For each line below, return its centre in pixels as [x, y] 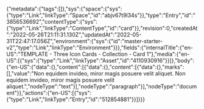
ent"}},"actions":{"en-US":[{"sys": [49, 93]
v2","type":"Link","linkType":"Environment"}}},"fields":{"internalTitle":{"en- [100, 47]
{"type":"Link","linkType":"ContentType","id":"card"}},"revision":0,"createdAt [102, 28]
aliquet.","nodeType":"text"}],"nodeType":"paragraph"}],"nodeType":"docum [102, 86]
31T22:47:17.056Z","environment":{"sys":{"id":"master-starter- [85, 41]
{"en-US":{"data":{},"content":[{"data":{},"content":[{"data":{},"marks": [95, 67]
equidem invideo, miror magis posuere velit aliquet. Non [115, 73]
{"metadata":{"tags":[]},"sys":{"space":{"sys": [64, 9]
